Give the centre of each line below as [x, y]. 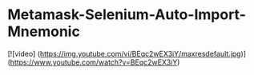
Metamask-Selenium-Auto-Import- [127, 15]
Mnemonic [44, 32]
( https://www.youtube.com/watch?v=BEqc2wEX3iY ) [94, 62]
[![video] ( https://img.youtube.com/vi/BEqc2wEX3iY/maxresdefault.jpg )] [127, 53]
